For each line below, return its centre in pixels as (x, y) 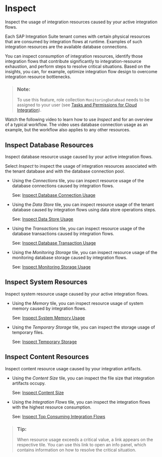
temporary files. (28, 332)
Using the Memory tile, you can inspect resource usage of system (78, 303)
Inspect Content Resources (47, 357)
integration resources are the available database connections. (66, 47)
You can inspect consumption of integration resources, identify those (74, 56)
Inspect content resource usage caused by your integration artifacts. (73, 368)
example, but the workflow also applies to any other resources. (68, 130)
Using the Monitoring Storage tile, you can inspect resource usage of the (85, 252)
